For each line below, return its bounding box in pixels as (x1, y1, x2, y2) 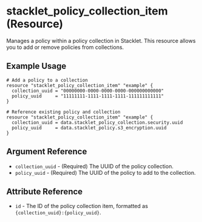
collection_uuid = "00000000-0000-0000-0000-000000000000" (12, 88, 164, 94)
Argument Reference (6, 146, 87, 157)
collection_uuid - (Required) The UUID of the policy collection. (15, 162, 174, 170)
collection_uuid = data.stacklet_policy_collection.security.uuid (12, 119, 183, 125)
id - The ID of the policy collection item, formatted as (15, 203, 149, 210)
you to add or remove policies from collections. (6, 44, 124, 51)
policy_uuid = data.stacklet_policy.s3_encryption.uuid (12, 125, 167, 131)
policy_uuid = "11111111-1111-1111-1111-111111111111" (12, 93, 164, 99)
